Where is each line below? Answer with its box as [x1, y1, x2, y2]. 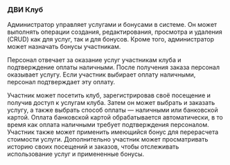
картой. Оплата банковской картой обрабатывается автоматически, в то [7, 113, 223, 122]
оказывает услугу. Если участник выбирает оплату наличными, [7, 70, 196, 79]
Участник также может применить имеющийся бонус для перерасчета [7, 128, 219, 136]
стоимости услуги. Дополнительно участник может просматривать [7, 135, 209, 144]
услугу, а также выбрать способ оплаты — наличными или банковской [7, 106, 218, 115]
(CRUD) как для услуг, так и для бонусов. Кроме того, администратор [7, 35, 215, 43]
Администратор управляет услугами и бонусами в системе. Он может [7, 21, 218, 29]
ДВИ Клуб [7, 5, 44, 14]
